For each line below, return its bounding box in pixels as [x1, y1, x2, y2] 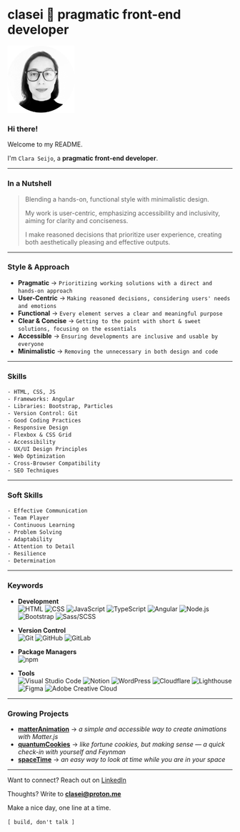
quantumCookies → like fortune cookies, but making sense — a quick [17, 740, 225, 749]
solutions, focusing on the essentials [17, 325, 137, 332]
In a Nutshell [7, 179, 52, 189]
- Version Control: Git [7, 410, 79, 417]
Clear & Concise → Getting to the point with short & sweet [17, 316, 201, 325]
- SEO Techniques [7, 467, 59, 475]
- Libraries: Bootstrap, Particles [7, 403, 114, 410]
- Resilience [7, 550, 46, 558]
